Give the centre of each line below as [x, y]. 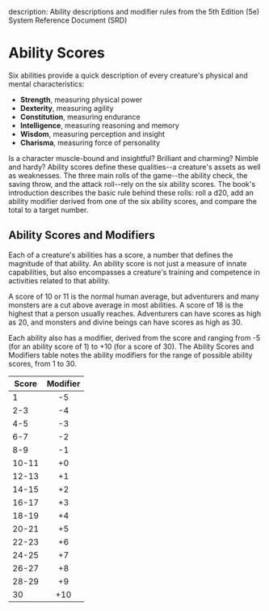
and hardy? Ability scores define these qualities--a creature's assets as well [134, 167]
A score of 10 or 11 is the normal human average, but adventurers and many [134, 296]
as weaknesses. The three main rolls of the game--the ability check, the [128, 175]
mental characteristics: [46, 83]
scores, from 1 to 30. [42, 363]
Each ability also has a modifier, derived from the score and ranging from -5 [134, 337]
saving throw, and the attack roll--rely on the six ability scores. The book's [132, 184]
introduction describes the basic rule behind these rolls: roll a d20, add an [131, 193]
